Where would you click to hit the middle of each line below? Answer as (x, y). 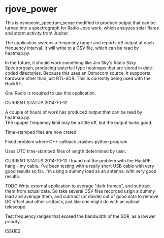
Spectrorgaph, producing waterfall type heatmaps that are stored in (74, 68)
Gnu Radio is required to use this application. (50, 93)
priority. (13, 221)
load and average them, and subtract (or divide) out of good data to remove (82, 196)
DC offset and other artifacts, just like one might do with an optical (72, 201)
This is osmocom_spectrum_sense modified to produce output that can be (81, 23)
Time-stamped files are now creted (41, 132)
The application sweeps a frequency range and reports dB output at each (80, 42)
